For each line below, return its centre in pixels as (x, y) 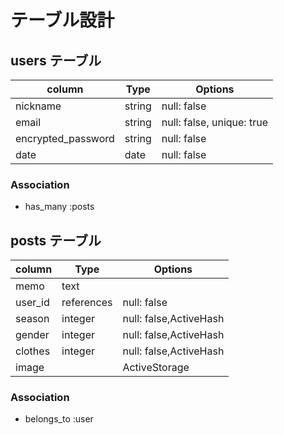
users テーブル (56, 60)
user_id (32, 303)
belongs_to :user (59, 419)
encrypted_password (65, 138)
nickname (38, 106)
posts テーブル (56, 240)
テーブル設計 (62, 20)
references (87, 303)
